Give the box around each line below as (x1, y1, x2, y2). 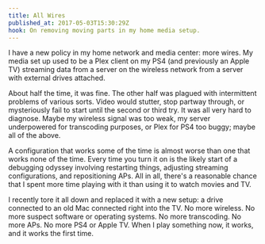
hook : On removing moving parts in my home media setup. (8, 26, 201, 34)
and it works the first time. (8, 229, 94, 238)
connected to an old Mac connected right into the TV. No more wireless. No (8, 204, 255, 213)
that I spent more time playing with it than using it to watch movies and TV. (8, 180, 252, 189)
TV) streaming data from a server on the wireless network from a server (8, 65, 244, 74)
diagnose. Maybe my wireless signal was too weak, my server (8, 114, 211, 124)
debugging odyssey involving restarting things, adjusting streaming (8, 163, 229, 173)
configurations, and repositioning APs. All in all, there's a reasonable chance (8, 171, 258, 181)
